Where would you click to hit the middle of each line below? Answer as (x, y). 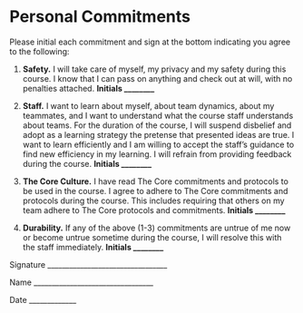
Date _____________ (43, 299)
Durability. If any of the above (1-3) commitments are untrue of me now (156, 228)
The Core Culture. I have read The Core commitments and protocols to (155, 181)
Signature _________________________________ (88, 264)
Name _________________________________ (82, 282)
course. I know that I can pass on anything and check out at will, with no (157, 78)
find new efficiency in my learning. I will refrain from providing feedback (157, 154)
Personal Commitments (100, 17)
